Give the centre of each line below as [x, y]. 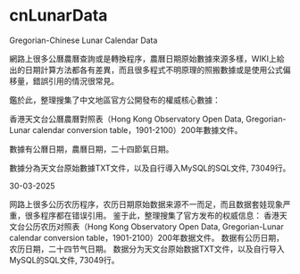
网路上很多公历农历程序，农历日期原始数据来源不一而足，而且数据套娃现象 [146, 204]
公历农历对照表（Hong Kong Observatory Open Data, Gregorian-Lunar [154, 226]
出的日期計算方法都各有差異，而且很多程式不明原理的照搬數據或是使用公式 [146, 70]
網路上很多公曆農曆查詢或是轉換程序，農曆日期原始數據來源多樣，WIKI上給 [147, 58]
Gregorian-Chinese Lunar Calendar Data [83, 40]
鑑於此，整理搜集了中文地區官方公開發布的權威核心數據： [115, 100]
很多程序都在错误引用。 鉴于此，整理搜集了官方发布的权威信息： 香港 [152, 215]
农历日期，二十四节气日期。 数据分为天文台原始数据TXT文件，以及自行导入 [147, 249]
